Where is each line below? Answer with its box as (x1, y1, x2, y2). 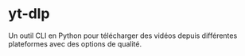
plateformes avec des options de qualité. (8, 39, 142, 48)
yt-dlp (8, 5, 50, 23)
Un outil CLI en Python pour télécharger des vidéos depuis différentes (8, 31, 238, 40)
